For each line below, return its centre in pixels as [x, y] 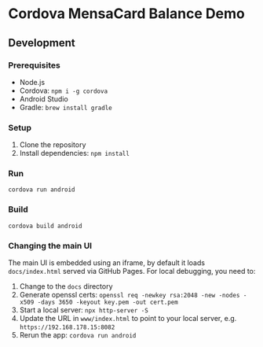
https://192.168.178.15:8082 [67, 327]
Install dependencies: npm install [74, 153]
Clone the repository [53, 145]
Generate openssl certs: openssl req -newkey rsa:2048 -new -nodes [130, 295]
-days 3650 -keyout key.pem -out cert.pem [108, 303]
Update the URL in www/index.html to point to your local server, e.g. [128, 319]
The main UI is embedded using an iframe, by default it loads [107, 263]
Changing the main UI [50, 245]
